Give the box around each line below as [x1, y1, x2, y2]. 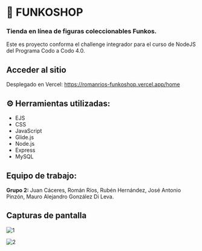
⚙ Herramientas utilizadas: [6, 98, 111, 108]
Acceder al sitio [6, 65, 67, 75]
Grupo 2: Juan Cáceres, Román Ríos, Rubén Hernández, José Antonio [6, 186, 181, 194]
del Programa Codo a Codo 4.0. [6, 47, 85, 54]
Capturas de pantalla [6, 210, 86, 221]
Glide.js [15, 134, 34, 141]
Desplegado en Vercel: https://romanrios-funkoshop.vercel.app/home [6, 81, 180, 88]
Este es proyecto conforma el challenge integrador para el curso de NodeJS [6, 41, 196, 48]
